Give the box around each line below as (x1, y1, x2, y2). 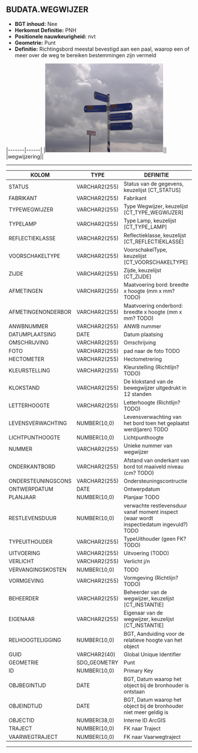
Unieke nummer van (123, 442, 173, 450)
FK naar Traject (123, 725, 161, 732)
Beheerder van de (123, 589, 167, 596)
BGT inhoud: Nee (14, 20, 58, 27)
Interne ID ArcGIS (123, 717, 166, 724)
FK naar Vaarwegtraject (123, 733, 181, 740)
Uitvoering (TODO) (123, 550, 170, 557)
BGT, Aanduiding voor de (123, 630, 184, 637)
